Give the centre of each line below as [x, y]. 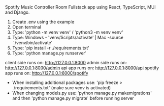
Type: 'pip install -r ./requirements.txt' [51, 48]
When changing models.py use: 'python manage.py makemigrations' [82, 93]
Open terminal [27, 27]
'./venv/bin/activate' [32, 43]
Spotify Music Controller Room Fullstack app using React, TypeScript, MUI [81, 7]
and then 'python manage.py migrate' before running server [73, 98]
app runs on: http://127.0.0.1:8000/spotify [47, 73]
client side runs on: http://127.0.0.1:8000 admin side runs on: [66, 63]
